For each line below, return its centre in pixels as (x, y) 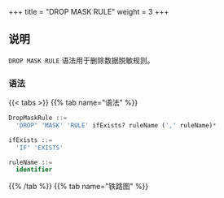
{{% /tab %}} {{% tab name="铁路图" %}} (79, 187)
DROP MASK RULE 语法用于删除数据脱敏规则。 (81, 60)
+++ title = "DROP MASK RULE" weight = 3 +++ (89, 12)
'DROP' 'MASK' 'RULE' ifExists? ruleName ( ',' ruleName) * (116, 125)
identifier (34, 170)
